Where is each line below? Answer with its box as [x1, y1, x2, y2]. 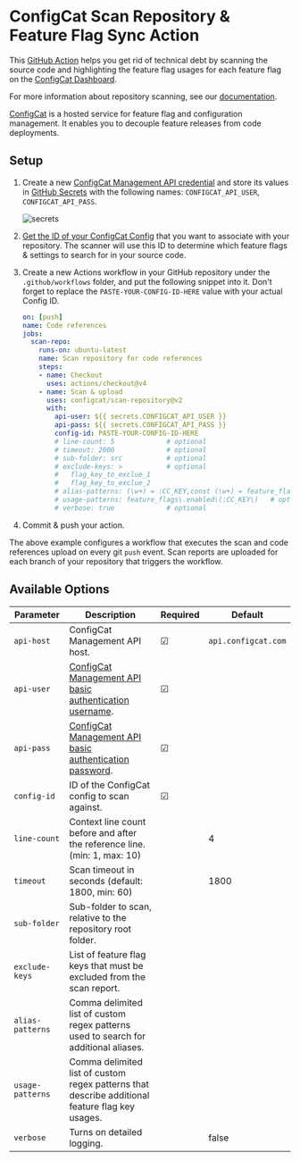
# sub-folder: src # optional [54, 454, 207, 463]
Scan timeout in [69, 864, 135, 876]
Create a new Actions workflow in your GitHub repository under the [21, 266, 271, 278]
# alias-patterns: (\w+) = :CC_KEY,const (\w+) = [54, 487, 243, 497]
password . [69, 764, 113, 776]
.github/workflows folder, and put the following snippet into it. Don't [21, 276, 272, 287]
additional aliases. [69, 1040, 145, 1053]
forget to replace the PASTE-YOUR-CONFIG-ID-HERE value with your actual [21, 286, 283, 297]
